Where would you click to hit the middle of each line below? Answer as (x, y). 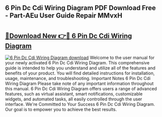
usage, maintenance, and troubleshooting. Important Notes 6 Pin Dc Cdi (78, 78)
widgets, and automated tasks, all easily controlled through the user (74, 99)
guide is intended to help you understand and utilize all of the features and (80, 68)
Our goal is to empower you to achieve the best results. (61, 109)
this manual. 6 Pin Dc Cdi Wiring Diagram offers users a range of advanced (81, 89)
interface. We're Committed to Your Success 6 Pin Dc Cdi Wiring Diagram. (80, 104)
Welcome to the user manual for (122, 58)
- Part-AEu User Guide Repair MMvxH (64, 16)
